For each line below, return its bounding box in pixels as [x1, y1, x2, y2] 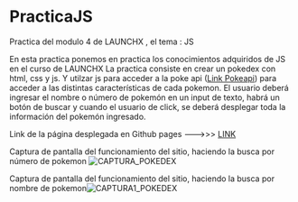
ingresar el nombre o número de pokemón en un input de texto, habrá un [9, 92, 280, 103]
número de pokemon [9, 155, 88, 166]
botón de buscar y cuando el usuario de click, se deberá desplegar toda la [9, 101, 286, 112]
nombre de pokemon [9, 182, 88, 193]
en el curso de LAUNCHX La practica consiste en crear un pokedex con [9, 63, 276, 74]
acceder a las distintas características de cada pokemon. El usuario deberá [9, 82, 289, 93]
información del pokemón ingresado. [9, 111, 146, 122]
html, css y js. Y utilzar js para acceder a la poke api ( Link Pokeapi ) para [9, 72, 277, 83]
